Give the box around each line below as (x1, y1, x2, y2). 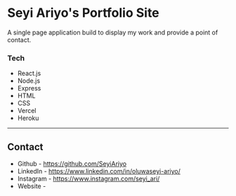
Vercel (17, 107, 37, 115)
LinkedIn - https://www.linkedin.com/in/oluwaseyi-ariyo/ (17, 167, 181, 176)
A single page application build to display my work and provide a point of (7, 28, 218, 37)
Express (17, 84, 41, 93)
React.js (17, 69, 41, 78)
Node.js (17, 77, 41, 85)
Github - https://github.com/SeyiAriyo (17, 159, 127, 168)
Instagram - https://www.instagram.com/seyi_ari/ (17, 174, 160, 183)
